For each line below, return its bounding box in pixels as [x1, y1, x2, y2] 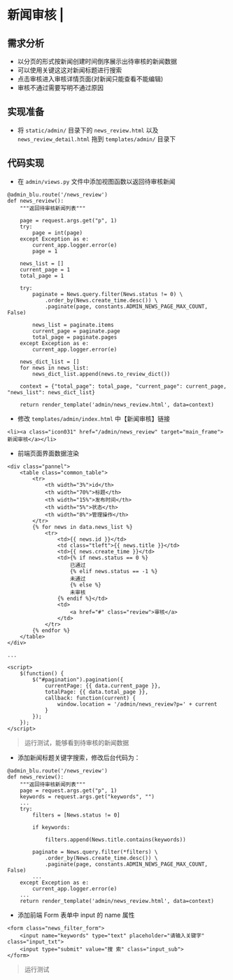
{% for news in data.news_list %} [32, 523, 133, 530]
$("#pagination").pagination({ [32, 676, 124, 683]
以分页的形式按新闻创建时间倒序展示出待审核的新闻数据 [17, 58, 177, 65]
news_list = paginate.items [32, 321, 114, 328]
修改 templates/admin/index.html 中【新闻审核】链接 [17, 414, 170, 422]
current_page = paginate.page [32, 328, 120, 335]
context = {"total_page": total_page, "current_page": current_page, [20, 382, 227, 390]
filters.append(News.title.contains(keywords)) [44, 836, 187, 843]
